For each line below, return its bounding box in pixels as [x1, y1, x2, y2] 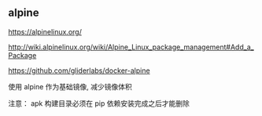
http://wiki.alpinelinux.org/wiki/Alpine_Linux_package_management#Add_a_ [8, 42, 254, 52]
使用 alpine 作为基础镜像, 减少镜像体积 [8, 82, 132, 91]
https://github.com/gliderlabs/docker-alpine [8, 66, 151, 75]
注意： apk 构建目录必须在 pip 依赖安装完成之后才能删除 [8, 98, 190, 108]
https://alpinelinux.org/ [8, 27, 83, 36]
